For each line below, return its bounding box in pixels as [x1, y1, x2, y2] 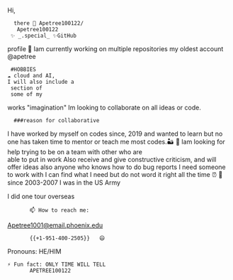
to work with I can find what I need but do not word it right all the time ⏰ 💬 [7, 171, 223, 178]
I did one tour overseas [7, 192, 75, 200]
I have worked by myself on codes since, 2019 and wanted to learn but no [7, 129, 223, 138]
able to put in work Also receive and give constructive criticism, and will [7, 156, 217, 163]
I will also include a [7, 78, 74, 85]
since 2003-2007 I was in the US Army [7, 178, 121, 187]
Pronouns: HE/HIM [7, 247, 62, 255]
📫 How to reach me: [29, 207, 90, 214]
